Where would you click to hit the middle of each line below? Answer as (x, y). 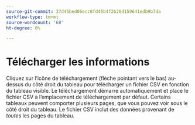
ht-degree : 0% (23, 28)
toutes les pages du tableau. (40, 116)
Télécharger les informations (78, 62)
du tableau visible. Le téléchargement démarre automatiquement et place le (97, 91)
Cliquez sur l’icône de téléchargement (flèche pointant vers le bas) (86, 78)
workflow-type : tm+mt (32, 17)
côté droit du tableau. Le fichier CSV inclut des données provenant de (90, 110)
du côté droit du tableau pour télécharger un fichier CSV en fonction (107, 85)
